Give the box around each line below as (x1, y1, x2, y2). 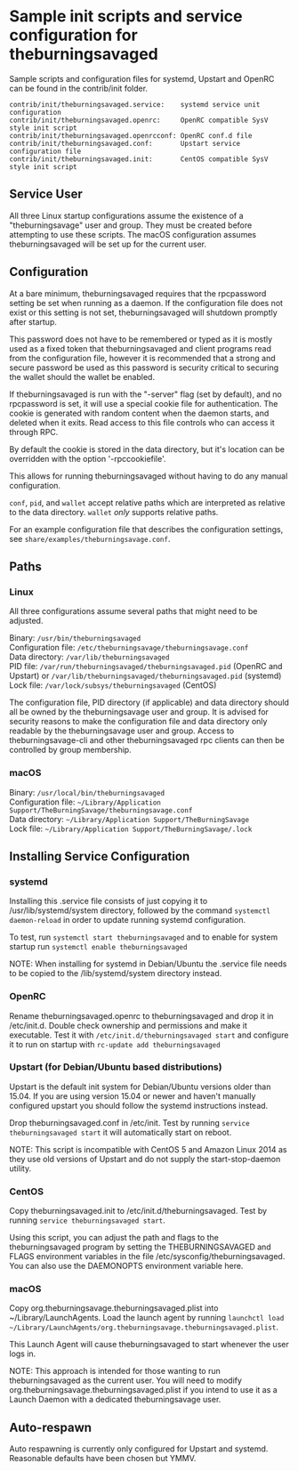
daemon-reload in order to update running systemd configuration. (9, 915, 246, 925)
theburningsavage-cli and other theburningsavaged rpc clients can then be (9, 735, 285, 746)
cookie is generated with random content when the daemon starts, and (9, 408, 270, 418)
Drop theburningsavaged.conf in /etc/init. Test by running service (9, 1117, 251, 1127)
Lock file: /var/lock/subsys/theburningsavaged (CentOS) (9, 680, 217, 691)
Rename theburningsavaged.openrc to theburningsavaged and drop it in (9, 1010, 274, 1021)
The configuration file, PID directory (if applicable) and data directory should (9, 697, 289, 708)
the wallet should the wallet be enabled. (9, 371, 156, 382)
